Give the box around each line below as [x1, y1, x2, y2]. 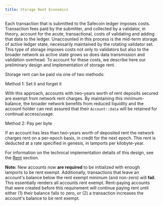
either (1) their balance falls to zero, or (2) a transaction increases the [5, 190, 144, 196]
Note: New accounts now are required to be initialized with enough [5, 164, 140, 170]
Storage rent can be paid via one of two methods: [5, 71, 105, 77]
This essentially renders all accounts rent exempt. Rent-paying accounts [5, 180, 150, 186]
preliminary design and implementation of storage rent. [5, 62, 115, 68]
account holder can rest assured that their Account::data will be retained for [5, 106, 157, 112]
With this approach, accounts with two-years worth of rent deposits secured [5, 90, 158, 96]
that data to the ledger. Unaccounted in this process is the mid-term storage [5, 36, 158, 42]
